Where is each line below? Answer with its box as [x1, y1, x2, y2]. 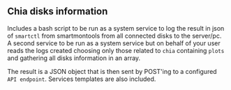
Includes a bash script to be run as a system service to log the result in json [7, 24, 225, 32]
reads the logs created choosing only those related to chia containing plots [7, 46, 225, 54]
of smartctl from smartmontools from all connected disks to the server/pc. [7, 31, 222, 40]
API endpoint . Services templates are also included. [7, 75, 156, 83]
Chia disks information [7, 6, 108, 17]
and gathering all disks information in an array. [7, 54, 141, 62]
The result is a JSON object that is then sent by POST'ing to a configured [7, 67, 218, 75]
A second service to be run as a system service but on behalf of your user [7, 38, 221, 47]
